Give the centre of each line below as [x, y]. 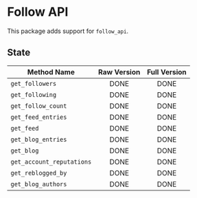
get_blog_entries [39, 139]
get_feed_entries [39, 117]
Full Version [166, 71]
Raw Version [119, 71]
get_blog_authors [39, 184]
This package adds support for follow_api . [68, 31]
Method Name [51, 71]
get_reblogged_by [39, 173]
